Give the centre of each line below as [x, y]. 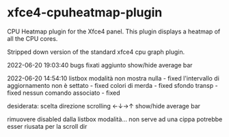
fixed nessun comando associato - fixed [64, 93]
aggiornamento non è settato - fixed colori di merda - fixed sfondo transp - [112, 85]
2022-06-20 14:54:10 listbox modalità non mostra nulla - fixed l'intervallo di [113, 78]
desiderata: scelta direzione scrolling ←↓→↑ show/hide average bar [104, 106]
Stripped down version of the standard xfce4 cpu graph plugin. [96, 52]
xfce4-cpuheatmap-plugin [85, 13]
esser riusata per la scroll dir [47, 126]
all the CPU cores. [32, 38]
